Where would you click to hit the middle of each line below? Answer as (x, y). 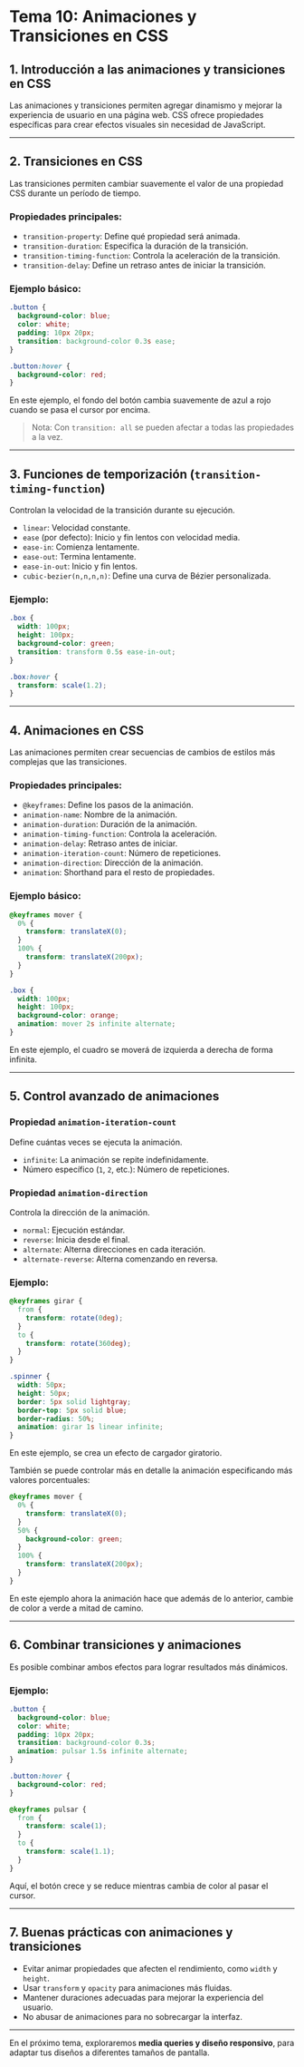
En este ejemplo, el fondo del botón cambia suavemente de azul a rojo (140, 400)
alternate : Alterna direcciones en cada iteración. (114, 1249)
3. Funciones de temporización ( (102, 474)
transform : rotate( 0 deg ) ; (75, 1318)
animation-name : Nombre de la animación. (100, 814)
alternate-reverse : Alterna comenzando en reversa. (120, 1259)
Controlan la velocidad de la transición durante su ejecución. (122, 511)
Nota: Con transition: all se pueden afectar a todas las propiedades (163, 427)
